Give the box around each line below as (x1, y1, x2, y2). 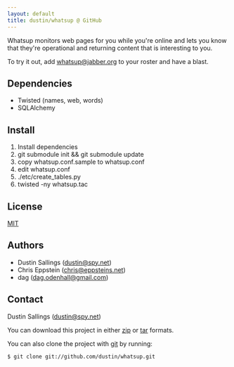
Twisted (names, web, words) (17, 96, 103, 105)
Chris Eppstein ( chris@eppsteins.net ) (17, 265, 126, 274)
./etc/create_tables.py (17, 173, 81, 181)
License (7, 200, 43, 212)
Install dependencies (17, 143, 79, 151)
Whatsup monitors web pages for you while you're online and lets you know (7, 36, 227, 44)
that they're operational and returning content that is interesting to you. (7, 44, 213, 52)
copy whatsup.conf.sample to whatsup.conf (17, 157, 145, 166)
